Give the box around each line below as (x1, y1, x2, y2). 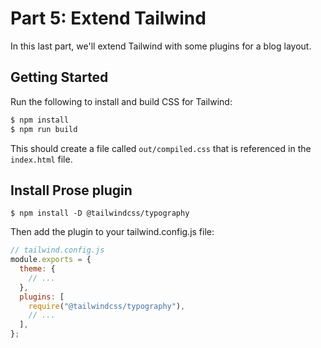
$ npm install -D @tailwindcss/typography (10, 208, 190, 219)
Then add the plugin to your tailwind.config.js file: (10, 226, 215, 238)
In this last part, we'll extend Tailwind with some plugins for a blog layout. (10, 40, 312, 52)
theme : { (19, 264, 56, 274)
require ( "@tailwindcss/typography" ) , (28, 301, 186, 311)
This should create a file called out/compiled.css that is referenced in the (10, 142, 312, 154)
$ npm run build (10, 124, 78, 134)
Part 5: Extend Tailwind (10, 7, 207, 30)
